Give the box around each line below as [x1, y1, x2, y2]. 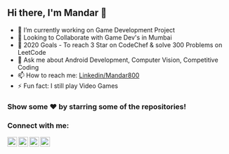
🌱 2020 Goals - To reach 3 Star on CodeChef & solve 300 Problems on [17, 40, 223, 49]
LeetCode [17, 48, 46, 56]
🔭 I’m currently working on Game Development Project [17, 25, 176, 34]
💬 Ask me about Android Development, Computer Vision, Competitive [17, 56, 219, 64]
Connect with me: [7, 120, 70, 130]
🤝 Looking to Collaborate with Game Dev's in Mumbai [17, 33, 172, 41]
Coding [17, 63, 39, 71]
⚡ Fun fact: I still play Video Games [17, 82, 118, 90]
